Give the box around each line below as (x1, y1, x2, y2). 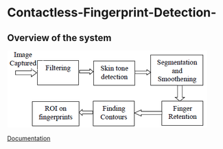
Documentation (7, 135, 51, 142)
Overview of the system (7, 32, 112, 44)
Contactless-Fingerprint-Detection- (7, 5, 217, 21)
